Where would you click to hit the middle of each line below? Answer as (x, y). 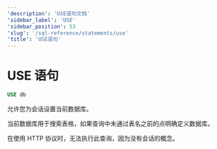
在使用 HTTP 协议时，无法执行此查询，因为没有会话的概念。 (93, 138)
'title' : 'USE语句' (34, 40)
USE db (17, 95)
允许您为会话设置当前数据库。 (50, 109)
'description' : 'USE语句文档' (49, 14)
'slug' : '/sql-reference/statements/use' (68, 33)
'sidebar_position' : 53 (42, 26)
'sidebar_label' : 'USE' (42, 20)
